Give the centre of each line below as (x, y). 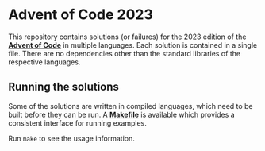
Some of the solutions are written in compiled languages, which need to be (131, 106)
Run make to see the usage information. (71, 138)
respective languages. (44, 62)
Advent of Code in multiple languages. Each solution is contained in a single (133, 45)
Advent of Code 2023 (81, 15)
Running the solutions (63, 87)
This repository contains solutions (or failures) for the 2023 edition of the (127, 37)
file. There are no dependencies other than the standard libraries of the (124, 53)
